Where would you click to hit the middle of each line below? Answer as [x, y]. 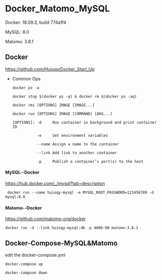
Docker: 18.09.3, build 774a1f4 [36, 22]
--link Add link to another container [77, 153]
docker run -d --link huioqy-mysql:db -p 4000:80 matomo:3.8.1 [72, 228]
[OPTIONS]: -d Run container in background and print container [84, 122]
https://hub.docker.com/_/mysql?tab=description [55, 183]
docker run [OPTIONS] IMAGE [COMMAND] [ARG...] [62, 114]
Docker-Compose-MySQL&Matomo [61, 243]
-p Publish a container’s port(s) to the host [90, 162]
